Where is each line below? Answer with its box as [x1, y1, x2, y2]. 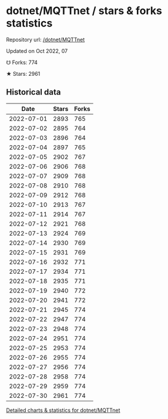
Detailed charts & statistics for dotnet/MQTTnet [6, 407, 120, 414]
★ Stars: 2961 [6, 70, 41, 77]
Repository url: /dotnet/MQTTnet [6, 36, 85, 43]
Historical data [6, 87, 61, 98]
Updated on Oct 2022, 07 [6, 47, 68, 54]
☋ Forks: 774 [6, 59, 38, 66]
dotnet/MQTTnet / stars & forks [6, 4, 163, 18]
